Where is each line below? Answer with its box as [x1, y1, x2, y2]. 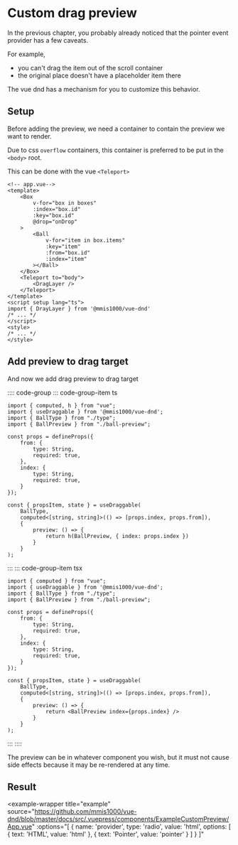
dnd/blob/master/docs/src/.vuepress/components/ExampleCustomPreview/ [7, 815, 229, 824]
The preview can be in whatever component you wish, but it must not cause [7, 753, 229, 761]
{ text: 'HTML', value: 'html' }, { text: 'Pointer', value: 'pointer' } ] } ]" [7, 830, 205, 839]
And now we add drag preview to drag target [7, 375, 139, 383]
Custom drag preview [7, 5, 137, 21]
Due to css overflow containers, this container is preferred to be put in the [7, 146, 224, 154]
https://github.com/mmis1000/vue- [34, 807, 137, 816]
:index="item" [45, 255, 87, 262]
